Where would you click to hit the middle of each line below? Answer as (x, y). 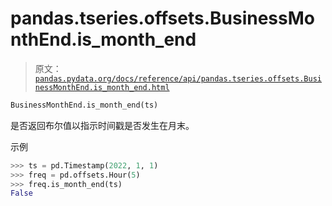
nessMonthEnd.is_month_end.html (102, 87)
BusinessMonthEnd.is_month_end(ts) (84, 105)
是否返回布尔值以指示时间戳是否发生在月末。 (102, 125)
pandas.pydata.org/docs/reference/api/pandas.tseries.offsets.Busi (178, 78)
